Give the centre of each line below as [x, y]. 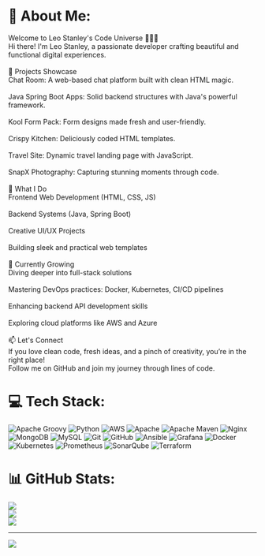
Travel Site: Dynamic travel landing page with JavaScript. [101, 155]
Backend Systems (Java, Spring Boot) [70, 214]
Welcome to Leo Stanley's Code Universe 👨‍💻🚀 [84, 38]
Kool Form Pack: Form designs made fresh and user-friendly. [107, 121]
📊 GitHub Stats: [62, 479]
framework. [27, 105]
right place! [27, 360]
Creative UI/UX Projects [47, 230]
